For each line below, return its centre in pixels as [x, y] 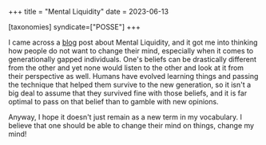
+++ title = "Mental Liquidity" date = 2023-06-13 [89, 12]
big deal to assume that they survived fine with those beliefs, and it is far [128, 93]
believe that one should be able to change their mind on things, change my [131, 125]
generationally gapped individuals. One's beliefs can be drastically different [133, 59]
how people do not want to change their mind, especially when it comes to [131, 51]
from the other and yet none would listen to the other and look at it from [126, 68]
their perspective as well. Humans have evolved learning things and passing [133, 76]
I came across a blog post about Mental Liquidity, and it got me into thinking [133, 42]
